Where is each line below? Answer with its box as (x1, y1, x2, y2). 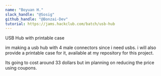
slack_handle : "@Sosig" (5, 12, 55, 17)
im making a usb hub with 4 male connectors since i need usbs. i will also (5, 44, 156, 50)
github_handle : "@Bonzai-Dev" (5, 16, 68, 21)
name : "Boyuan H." (5, 7, 43, 12)
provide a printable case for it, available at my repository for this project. (5, 50, 154, 56)
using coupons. (5, 65, 37, 71)
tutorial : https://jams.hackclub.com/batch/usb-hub (5, 21, 115, 26)
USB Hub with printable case (5, 35, 65, 41)
